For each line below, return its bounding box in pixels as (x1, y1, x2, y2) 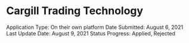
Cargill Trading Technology (6, 4, 144, 18)
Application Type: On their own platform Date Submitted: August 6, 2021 (6, 24, 184, 31)
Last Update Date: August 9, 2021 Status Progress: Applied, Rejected (6, 29, 176, 37)
